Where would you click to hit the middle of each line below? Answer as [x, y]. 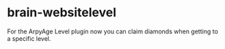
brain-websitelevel [62, 13]
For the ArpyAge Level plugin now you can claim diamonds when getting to [113, 31]
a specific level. [29, 38]
